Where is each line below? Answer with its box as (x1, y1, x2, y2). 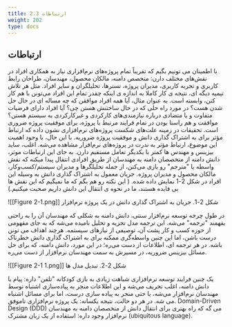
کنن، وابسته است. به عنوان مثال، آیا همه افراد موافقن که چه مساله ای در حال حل (8, 96, 216, 104)
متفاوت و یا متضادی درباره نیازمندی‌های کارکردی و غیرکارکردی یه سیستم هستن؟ (8, 111, 213, 120)
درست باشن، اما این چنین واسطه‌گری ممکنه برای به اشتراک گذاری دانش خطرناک (8, 233, 217, 242)
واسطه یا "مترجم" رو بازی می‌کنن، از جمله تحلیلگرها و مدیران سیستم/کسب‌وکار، (8, 162, 215, 171)
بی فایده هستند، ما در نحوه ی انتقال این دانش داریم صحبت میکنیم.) (8, 185, 179, 193)
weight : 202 (8, 17, 42, 24)
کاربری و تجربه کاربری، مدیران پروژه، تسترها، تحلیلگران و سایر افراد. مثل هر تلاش (8, 82, 218, 90)
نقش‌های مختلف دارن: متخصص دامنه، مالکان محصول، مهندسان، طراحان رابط (8, 74, 207, 83)
